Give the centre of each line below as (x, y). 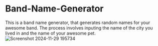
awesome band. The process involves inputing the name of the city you (79, 27)
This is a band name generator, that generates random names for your (78, 22)
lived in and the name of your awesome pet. (51, 33)
